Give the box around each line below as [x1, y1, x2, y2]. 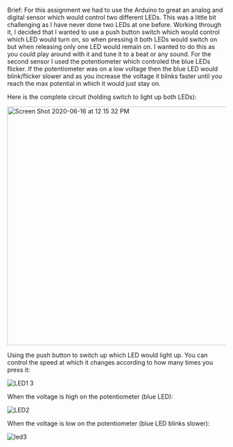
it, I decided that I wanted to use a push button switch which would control [7, 28, 220, 36]
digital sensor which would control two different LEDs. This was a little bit [7, 13, 216, 21]
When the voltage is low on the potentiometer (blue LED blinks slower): [7, 419, 210, 428]
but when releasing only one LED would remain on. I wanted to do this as [7, 43, 216, 51]
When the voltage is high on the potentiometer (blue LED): [7, 392, 173, 401]
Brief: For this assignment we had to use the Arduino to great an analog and [7, 6, 223, 14]
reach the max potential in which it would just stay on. [7, 80, 161, 87]
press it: [7, 366, 31, 374]
